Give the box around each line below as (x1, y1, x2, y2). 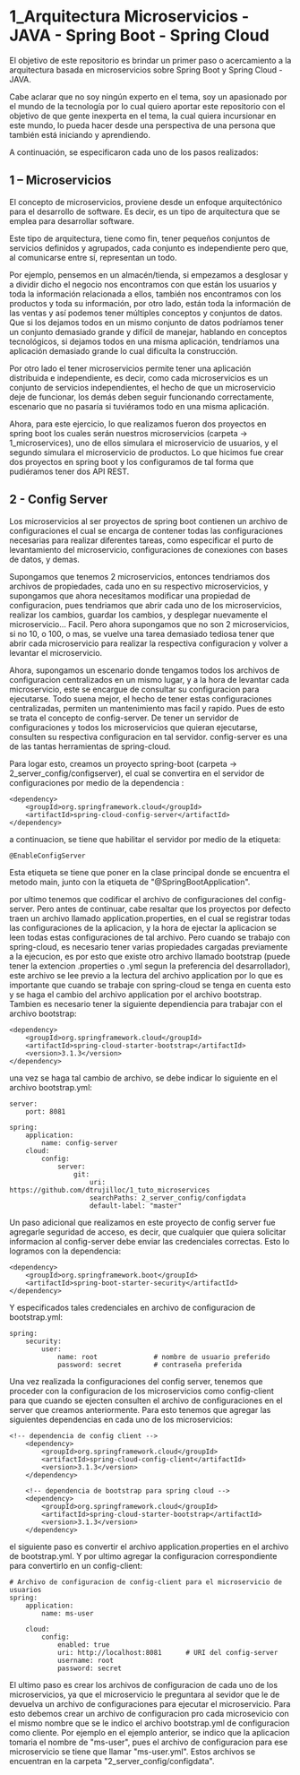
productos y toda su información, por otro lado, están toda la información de (9, 297, 291, 308)
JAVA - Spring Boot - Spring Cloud (9, 25, 270, 46)
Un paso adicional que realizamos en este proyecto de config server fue (9, 1217, 276, 1228)
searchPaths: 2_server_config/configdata (89, 1193, 246, 1202)
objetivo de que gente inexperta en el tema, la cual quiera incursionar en (9, 110, 277, 121)
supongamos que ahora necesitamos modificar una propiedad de (9, 590, 251, 601)
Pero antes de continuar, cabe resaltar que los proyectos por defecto (37, 903, 291, 914)
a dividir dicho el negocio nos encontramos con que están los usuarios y (9, 279, 278, 289)
